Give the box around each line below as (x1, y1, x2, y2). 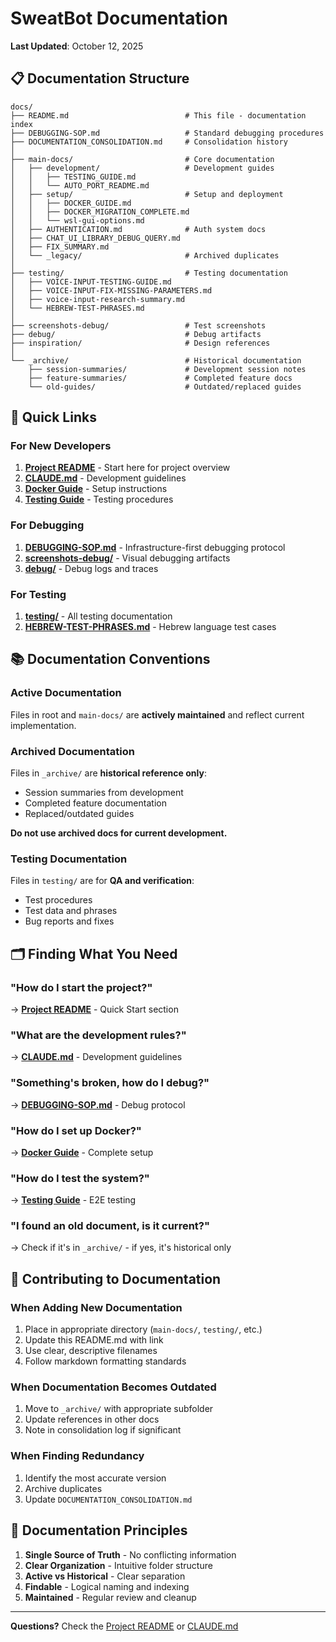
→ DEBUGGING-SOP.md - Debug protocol (10, 1098, 186, 1111)
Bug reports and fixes (24, 915, 115, 927)
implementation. (10, 719, 77, 731)
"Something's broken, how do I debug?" (10, 1076, 210, 1090)
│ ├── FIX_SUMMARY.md (10, 242, 110, 252)
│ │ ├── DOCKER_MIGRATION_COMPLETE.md (10, 207, 190, 217)
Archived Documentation (10, 744, 135, 758)
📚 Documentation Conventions (10, 651, 211, 668)
